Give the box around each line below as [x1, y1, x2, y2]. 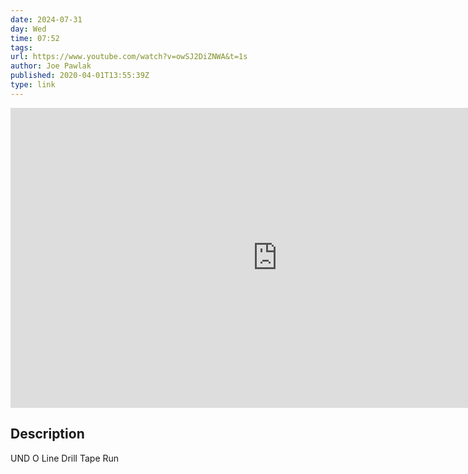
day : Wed [10, 24, 47, 34]
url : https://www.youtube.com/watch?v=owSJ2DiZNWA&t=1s [10, 52, 248, 62]
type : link [10, 80, 56, 90]
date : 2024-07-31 [10, 14, 83, 25]
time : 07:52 [10, 33, 60, 43]
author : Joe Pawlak [10, 61, 92, 71]
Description [10, 426, 85, 443]
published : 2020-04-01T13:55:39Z [10, 71, 150, 81]
